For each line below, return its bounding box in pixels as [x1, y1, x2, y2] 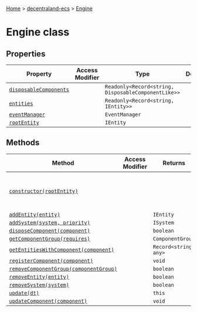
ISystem [152, 219, 174, 226]
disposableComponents [9, 86, 69, 93]
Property [26, 70, 52, 78]
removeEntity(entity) [9, 273, 69, 280]
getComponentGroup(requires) [9, 235, 90, 242]
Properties [6, 49, 46, 59]
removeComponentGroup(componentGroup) [9, 265, 117, 272]
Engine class [6, 26, 70, 39]
